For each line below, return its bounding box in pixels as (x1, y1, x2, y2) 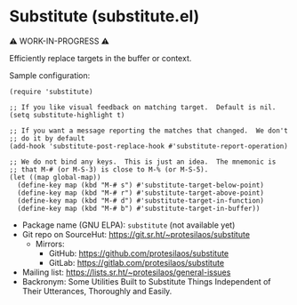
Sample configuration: (9, 69, 91, 81)
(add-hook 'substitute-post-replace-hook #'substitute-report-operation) (9, 141, 289, 150)
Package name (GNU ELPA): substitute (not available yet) (21, 220, 236, 230)
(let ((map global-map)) (9, 173, 101, 181)
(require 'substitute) (9, 87, 93, 96)
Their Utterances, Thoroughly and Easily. (21, 285, 173, 296)
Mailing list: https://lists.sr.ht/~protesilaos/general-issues (21, 267, 231, 277)
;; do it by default (9, 133, 86, 143)
